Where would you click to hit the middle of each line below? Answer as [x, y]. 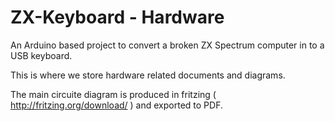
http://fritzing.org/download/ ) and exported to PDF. [116, 105]
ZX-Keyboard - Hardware [117, 17]
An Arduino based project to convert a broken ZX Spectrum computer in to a [167, 45]
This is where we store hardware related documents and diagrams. [148, 75]
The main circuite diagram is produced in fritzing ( [113, 94]
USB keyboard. [41, 55]
